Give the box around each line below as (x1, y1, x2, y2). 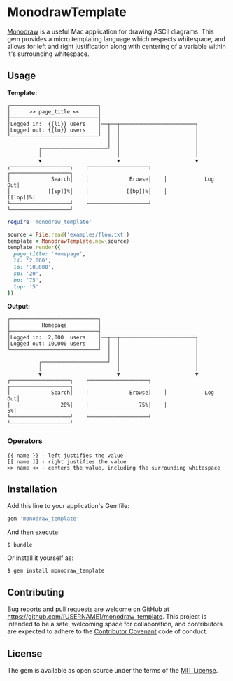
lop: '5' (13, 283, 39, 290)
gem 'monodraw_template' (7, 515, 80, 522)
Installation (7, 484, 57, 496)
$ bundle (7, 542, 33, 549)
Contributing (7, 586, 64, 598)
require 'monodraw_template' (7, 218, 92, 225)
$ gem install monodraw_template (7, 568, 105, 575)
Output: (7, 302, 30, 311)
